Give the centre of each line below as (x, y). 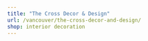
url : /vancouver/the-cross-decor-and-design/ (74, 20)
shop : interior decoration (46, 26)
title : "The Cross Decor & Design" (59, 14)
